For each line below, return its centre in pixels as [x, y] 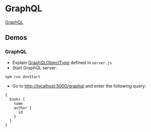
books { [17, 99]
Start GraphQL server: [35, 67]
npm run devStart [23, 77]
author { [23, 108]
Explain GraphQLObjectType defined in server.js [62, 63]
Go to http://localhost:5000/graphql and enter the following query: [79, 86]
